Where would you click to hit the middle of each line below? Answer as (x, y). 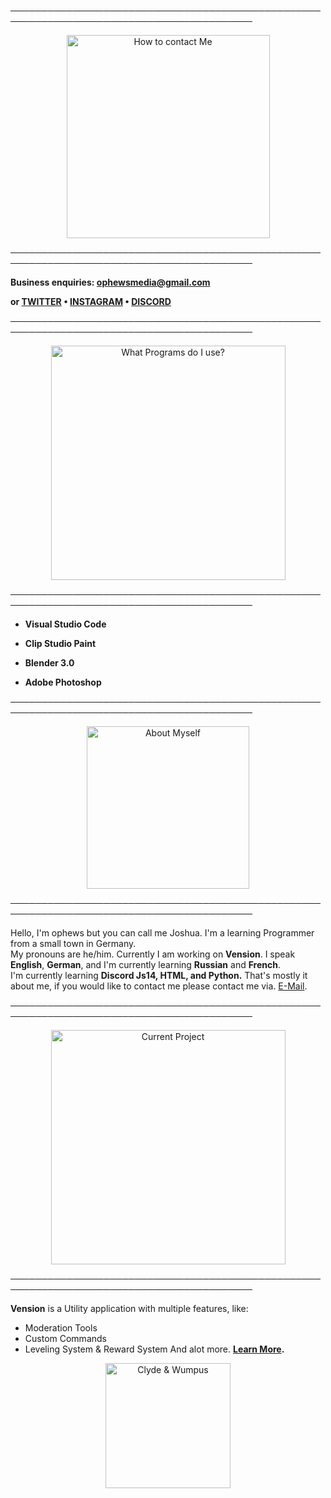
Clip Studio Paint (60, 643)
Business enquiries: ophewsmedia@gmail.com (110, 282)
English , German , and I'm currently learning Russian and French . (146, 964)
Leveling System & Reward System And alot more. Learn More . (154, 1349)
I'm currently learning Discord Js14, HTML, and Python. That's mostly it (159, 975)
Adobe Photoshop (63, 682)
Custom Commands (65, 1338)
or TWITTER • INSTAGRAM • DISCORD (91, 301)
